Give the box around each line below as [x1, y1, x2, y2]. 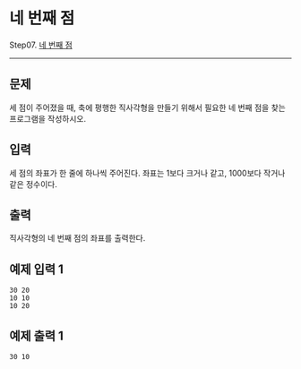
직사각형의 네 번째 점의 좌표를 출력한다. [9, 233, 146, 244]
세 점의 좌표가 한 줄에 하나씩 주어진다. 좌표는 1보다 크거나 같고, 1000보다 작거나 [9, 167, 286, 178]
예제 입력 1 [9, 262, 64, 277]
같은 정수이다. [9, 178, 58, 189]
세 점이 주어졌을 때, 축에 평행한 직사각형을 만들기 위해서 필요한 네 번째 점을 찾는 [9, 102, 287, 113]
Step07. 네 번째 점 [9, 39, 73, 50]
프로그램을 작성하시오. [9, 113, 87, 124]
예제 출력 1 [9, 328, 64, 343]
